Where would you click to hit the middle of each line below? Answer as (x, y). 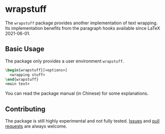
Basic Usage (25, 49)
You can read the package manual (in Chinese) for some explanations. (77, 93)
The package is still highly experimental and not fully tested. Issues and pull (82, 121)
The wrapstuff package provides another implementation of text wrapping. (82, 23)
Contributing (25, 109)
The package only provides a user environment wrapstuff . (64, 61)
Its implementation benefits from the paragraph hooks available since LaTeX (83, 28)
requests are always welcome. (36, 126)
